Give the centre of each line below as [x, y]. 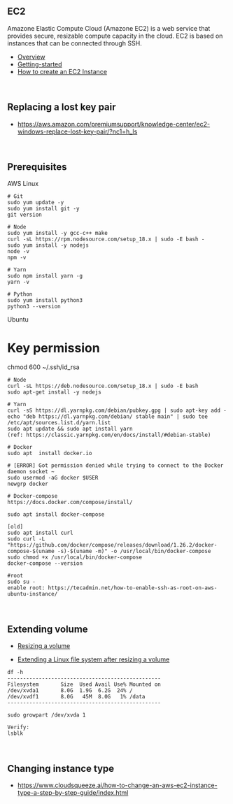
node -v [19, 252]
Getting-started [40, 64]
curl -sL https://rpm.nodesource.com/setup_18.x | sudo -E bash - [106, 239]
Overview [31, 57]
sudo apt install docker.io [50, 454]
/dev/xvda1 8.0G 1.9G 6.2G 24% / [70, 691]
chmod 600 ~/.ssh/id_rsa [43, 367]
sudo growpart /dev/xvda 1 [47, 715]
